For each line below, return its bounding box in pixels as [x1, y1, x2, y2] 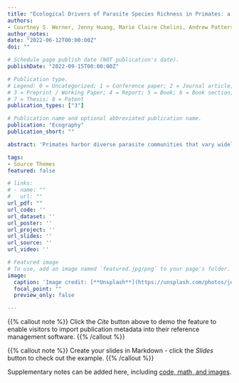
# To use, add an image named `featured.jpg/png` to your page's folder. [7, 265, 231, 272]
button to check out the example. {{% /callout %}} [7, 354, 154, 362]
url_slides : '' [7, 232, 53, 240]
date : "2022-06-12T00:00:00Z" [7, 37, 97, 44]
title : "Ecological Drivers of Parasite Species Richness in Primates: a [7, 10, 231, 18]
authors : [7, 17, 33, 24]
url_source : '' [7, 239, 53, 247]
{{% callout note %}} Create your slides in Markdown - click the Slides [7, 346, 213, 355]
